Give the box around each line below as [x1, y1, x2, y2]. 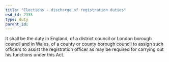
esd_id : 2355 [5, 12, 33, 17]
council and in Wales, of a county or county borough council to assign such [5, 41, 164, 47]
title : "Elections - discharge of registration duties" [5, 7, 126, 13]
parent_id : [5, 21, 29, 27]
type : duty [5, 17, 29, 22]
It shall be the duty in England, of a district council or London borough [5, 36, 152, 42]
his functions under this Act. [5, 52, 65, 58]
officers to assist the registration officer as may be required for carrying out [5, 46, 164, 52]
